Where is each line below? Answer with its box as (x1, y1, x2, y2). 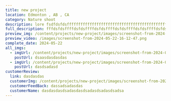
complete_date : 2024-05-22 (5, 41, 63, 46)
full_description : (5, 27, 44, 32)
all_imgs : (5, 45, 26, 50)
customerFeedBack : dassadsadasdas (10, 83, 83, 88)
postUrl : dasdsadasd (14, 64, 58, 69)
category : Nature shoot (5, 17, 56, 22)
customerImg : (10, 79, 38, 84)
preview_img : (5, 31, 33, 36)
